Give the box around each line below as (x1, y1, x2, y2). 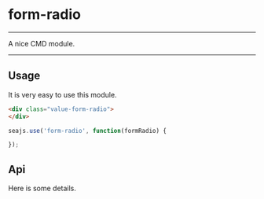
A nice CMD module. (8, 39, 75, 48)
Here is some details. (8, 183, 77, 193)
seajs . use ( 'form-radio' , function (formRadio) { (8, 127, 167, 135)
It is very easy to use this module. (8, 90, 117, 99)
